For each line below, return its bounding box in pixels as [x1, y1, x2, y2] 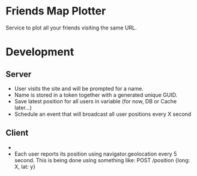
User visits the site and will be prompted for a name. [14, 85, 144, 92]
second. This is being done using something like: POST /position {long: [14, 156, 190, 163]
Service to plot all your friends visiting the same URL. [5, 24, 137, 31]
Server [5, 69, 32, 79]
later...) [14, 104, 32, 111]
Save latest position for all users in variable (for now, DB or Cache [14, 97, 177, 105]
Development [5, 45, 74, 59]
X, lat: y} [14, 163, 35, 170]
